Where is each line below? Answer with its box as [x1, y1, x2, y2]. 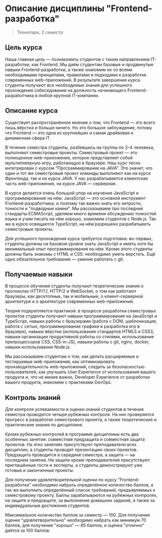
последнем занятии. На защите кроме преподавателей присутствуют [5, 457, 150, 463]
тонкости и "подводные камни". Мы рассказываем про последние [5, 205, 144, 211]
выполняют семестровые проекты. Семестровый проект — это [5, 149, 137, 156]
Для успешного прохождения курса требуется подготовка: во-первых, [5, 235, 153, 241]
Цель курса [5, 43, 42, 52]
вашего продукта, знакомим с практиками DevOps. [5, 380, 112, 385]
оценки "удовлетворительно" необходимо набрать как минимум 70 [5, 517, 146, 523]
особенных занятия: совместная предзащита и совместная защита [5, 436, 145, 442]
